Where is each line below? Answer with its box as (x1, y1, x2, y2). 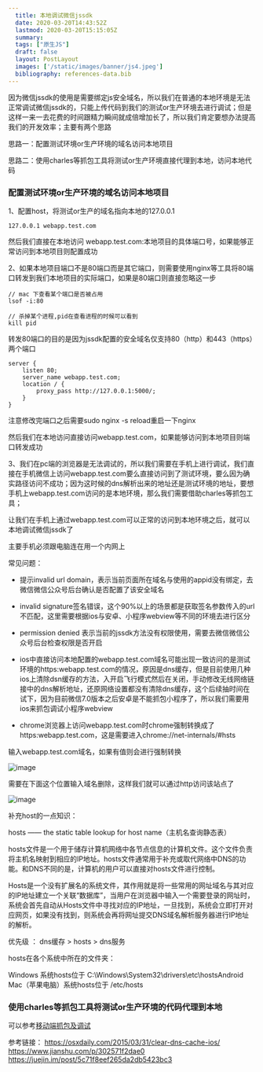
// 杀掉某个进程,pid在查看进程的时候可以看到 (8, 312, 139, 320)
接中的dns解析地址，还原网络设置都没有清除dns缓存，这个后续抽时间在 (19, 683, 250, 693)
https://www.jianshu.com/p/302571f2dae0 (8, 1047, 145, 1056)
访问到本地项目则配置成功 (14, 246, 98, 256)
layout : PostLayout (15, 56, 79, 64)
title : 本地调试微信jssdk (15, 11, 93, 20)
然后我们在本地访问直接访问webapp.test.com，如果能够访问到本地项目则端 (8, 432, 250, 441)
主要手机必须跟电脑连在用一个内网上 (8, 541, 126, 551)
